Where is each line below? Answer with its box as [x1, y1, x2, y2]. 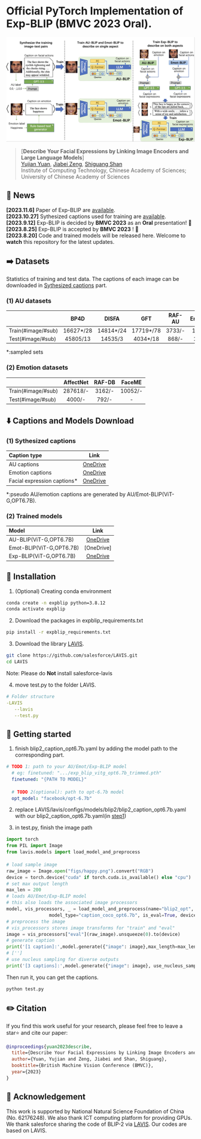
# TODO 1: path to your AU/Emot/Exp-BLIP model [6, 764, 127, 770]
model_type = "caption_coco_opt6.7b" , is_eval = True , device [48, 912, 197, 918]
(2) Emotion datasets [6, 364, 69, 372]
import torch [6, 836, 39, 842]
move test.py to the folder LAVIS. [14, 681, 96, 688]
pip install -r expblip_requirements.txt [6, 629, 111, 636]
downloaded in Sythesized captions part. [6, 282, 108, 289]
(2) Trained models [6, 512, 63, 520]
